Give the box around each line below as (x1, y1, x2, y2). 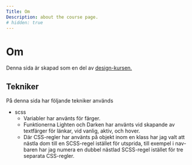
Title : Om (6, 8, 31, 15)
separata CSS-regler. (23, 153, 75, 160)
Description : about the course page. (6, 14, 99, 20)
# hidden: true (6, 19, 43, 25)
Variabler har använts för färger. (23, 115, 101, 122)
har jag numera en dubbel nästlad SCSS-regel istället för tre (39, 146, 184, 153)
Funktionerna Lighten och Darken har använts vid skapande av (23, 121, 175, 128)
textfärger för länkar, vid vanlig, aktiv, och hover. (23, 127, 140, 134)
